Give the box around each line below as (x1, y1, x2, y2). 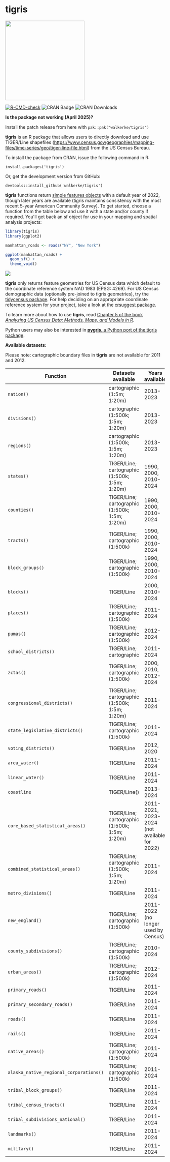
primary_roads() (8, 987, 47, 993)
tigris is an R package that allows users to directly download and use (5, 134, 149, 140)
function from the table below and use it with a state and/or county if (5, 208, 149, 214)
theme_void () (10, 261, 37, 266)
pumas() (8, 631, 26, 637)
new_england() (8, 918, 42, 923)
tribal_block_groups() (8, 1087, 62, 1093)
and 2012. (5, 357, 26, 364)
